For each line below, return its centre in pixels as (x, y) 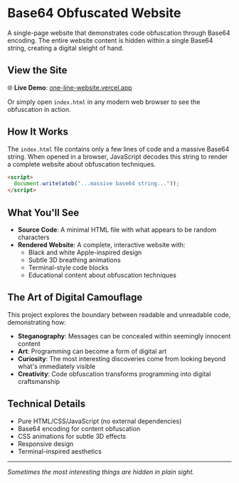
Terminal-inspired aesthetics (59, 451)
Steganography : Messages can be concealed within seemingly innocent (124, 336)
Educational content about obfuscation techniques (102, 275)
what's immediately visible (57, 366)
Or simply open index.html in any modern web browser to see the (104, 102)
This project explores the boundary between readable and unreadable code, (119, 314)
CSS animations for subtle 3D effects (72, 436)
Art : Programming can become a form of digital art (92, 351)
